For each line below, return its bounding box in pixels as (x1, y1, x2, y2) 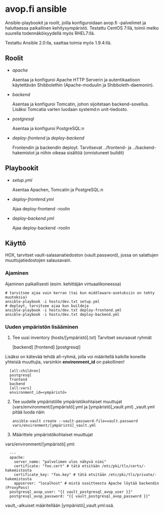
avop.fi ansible (5, 3, 67, 15)
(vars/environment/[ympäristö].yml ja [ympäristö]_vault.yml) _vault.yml (12, 404, 155, 410)
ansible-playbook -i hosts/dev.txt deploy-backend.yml (5, 312, 120, 317)
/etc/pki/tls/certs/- (101, 463, 146, 469)
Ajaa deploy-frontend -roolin (12, 205, 70, 211)
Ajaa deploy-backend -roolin (12, 225, 70, 231)
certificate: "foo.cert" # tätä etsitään (14, 463, 100, 469)
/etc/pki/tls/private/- (108, 472, 157, 477)
